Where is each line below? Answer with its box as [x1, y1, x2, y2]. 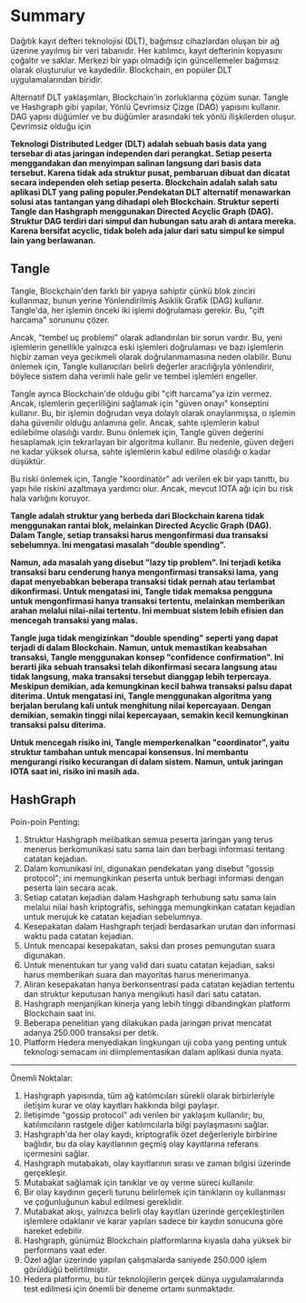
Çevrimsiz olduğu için [10, 120, 92, 132]
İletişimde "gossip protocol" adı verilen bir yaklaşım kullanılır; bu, [23, 1109, 266, 1120]
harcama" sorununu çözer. [10, 314, 110, 325]
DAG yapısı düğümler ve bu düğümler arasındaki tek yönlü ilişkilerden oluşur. [10, 111, 297, 122]
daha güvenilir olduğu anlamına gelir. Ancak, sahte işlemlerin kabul [10, 417, 260, 428]
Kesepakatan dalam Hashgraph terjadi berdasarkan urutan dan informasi [23, 920, 296, 931]
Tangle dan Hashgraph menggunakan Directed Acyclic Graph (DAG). [10, 205, 273, 216]
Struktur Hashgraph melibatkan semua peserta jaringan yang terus [23, 833, 273, 845]
